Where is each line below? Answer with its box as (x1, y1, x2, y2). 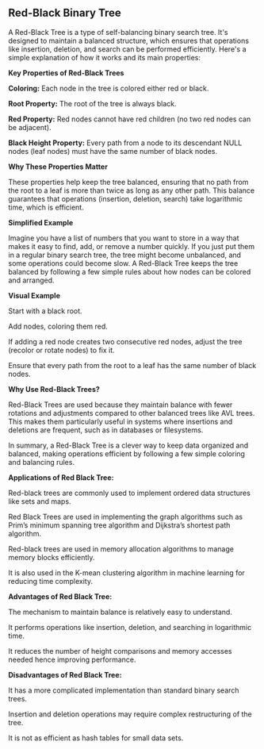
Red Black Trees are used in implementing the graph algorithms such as (8, 512, 243, 521)
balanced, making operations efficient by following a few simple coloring (8, 448, 246, 459)
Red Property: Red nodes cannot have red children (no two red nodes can (8, 114, 251, 124)
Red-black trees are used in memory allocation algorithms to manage (8, 544, 234, 554)
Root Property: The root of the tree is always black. (8, 98, 177, 108)
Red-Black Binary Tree (8, 6, 121, 20)
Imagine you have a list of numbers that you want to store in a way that (8, 233, 239, 243)
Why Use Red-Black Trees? (8, 384, 101, 394)
